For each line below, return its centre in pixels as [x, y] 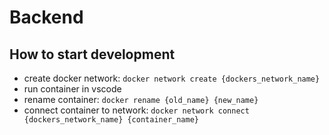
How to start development [92, 54]
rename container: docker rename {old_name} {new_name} [141, 99]
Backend [46, 17]
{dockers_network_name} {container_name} [111, 120]
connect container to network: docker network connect [136, 110]
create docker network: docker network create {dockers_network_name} [172, 78]
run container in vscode [72, 89]
